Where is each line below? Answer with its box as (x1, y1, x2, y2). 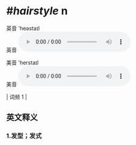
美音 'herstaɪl (6, 58, 39, 66)
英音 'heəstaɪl (6, 24, 40, 32)
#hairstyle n (6, 4, 68, 18)
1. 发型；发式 (6, 132, 42, 140)
